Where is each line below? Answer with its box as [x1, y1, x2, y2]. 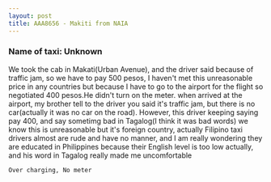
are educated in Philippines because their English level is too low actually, [8, 142, 254, 151]
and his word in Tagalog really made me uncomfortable [8, 150, 193, 160]
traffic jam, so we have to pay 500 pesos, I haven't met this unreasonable [8, 73, 253, 83]
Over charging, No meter [8, 166, 92, 174]
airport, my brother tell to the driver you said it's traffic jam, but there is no [8, 99, 256, 108]
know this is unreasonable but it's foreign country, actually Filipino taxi [8, 125, 243, 134]
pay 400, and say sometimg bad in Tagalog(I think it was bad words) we [8, 116, 248, 125]
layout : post [8, 11, 53, 20]
